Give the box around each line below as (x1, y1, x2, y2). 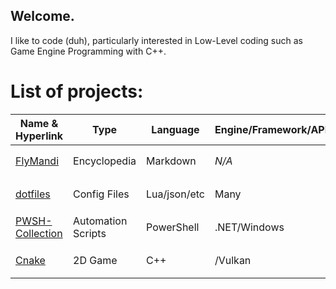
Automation (73, 214, 128, 228)
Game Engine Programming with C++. (10, 45, 167, 57)
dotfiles (15, 187, 51, 201)
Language (151, 122, 200, 136)
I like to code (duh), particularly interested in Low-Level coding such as (10, 34, 303, 46)
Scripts (73, 227, 107, 241)
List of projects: (10, 80, 144, 103)
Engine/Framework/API (214, 122, 328, 136)
